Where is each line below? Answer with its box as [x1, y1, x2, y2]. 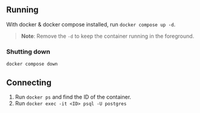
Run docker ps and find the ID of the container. [15, 93, 132, 100]
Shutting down [6, 47, 50, 56]
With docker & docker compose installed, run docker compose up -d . [6, 20, 176, 28]
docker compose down [6, 61, 59, 67]
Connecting [6, 78, 52, 88]
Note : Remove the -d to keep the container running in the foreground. [21, 32, 195, 40]
